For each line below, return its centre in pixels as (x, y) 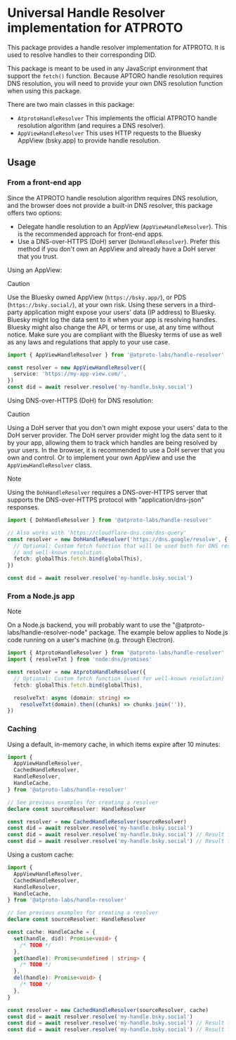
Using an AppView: (35, 270)
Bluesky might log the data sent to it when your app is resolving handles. (112, 319)
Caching (22, 729)
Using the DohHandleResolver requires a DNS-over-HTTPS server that (107, 492)
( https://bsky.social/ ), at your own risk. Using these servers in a (103, 304)
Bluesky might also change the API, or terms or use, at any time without (111, 327)
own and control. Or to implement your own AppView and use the (102, 457)
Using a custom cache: (40, 854)
